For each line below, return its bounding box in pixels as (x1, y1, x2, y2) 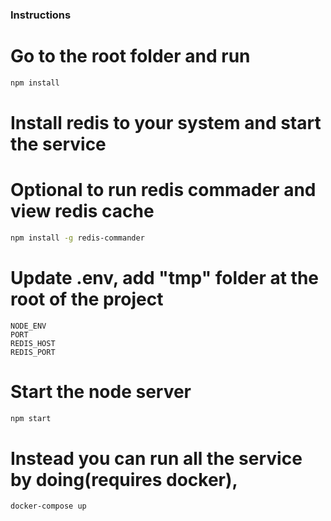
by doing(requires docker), (10, 468, 238, 491)
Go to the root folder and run (10, 45, 251, 68)
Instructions (10, 8, 72, 22)
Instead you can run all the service (10, 447, 303, 470)
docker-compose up (10, 501, 87, 512)
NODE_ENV (10, 321, 47, 331)
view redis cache (10, 200, 155, 223)
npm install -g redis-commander (10, 233, 145, 243)
